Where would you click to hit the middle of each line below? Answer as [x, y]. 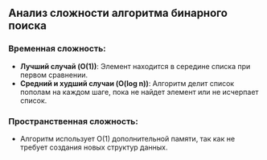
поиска [27, 26]
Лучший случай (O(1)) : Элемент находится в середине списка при [135, 66]
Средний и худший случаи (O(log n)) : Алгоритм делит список [127, 83]
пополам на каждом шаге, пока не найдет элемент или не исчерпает [139, 92]
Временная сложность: [57, 49]
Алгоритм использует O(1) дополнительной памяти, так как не [127, 138]
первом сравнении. [54, 75]
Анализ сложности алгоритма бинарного [118, 13]
